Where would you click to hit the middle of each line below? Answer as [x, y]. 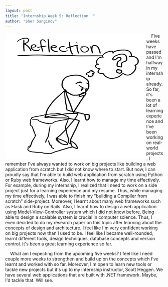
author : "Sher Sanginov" [31, 21]
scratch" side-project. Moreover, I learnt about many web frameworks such [83, 201]
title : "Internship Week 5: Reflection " [50, 16]
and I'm [154, 57]
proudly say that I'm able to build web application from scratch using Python [84, 175]
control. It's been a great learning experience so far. [59, 244]
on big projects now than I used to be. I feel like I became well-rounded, [79, 233]
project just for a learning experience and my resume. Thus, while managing [84, 191]
